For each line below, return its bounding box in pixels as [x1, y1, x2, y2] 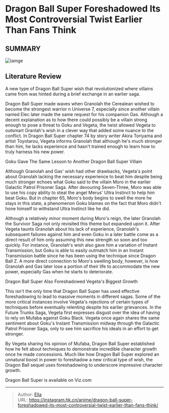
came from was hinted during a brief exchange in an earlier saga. [5, 91, 141, 97]
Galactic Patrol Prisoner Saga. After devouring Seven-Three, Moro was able [5, 184, 162, 190]
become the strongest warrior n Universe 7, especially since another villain [5, 106, 160, 112]
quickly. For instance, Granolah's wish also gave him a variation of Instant [5, 242, 157, 248]
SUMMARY [5, 44, 41, 53]
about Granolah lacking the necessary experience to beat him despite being [5, 173, 162, 179]
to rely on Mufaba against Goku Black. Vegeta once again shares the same [5, 315, 160, 321]
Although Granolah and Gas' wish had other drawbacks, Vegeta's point [5, 168, 152, 174]
